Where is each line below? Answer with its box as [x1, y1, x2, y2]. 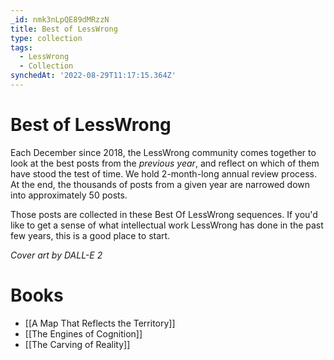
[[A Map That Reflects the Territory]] [24, 317, 176, 329]
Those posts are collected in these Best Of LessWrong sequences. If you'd [10, 208, 318, 220]
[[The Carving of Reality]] [24, 338, 131, 350]
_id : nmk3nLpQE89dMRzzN [10, 14, 110, 25]
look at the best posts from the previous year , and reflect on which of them [10, 157, 320, 169]
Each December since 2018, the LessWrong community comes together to [10, 146, 317, 158]
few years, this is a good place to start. [10, 229, 171, 241]
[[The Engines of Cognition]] [24, 327, 143, 340]
